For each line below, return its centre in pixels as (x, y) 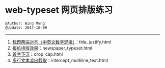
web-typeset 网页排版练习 (59, 10)
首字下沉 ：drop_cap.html (37, 54)
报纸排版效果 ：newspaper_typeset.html (52, 48)
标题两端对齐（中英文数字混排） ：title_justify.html (62, 42)
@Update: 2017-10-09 (26, 27)
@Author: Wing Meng (25, 23)
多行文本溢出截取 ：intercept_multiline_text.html (60, 60)
